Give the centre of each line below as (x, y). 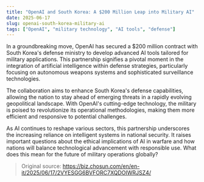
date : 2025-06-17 (28, 18)
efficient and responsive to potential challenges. (66, 117)
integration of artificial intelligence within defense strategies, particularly (97, 66)
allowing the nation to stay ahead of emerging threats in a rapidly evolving (99, 97)
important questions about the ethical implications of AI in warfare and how (100, 142)
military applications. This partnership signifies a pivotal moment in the (95, 59)
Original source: (41, 166)
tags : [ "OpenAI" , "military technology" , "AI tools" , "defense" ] (91, 29)
